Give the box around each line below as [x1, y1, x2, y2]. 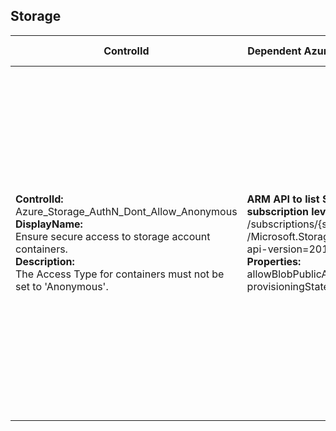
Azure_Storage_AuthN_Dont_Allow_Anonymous [15, 204, 238, 218]
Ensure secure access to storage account [15, 229, 211, 243]
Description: [15, 254, 75, 268]
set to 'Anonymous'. [15, 279, 109, 293]
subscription [246, 204, 309, 218]
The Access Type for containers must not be [15, 267, 225, 281]
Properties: [246, 254, 302, 268]
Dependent [247, 44, 302, 58]
